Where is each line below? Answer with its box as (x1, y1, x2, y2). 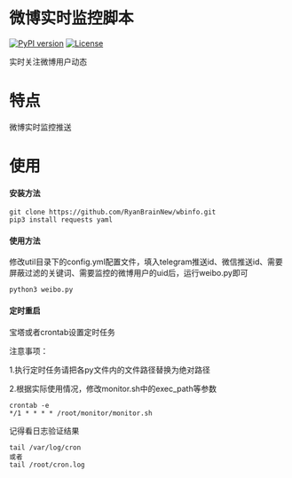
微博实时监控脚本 (9, 8, 135, 28)
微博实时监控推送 (9, 121, 72, 132)
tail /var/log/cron (9, 443, 82, 452)
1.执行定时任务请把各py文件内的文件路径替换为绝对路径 (9, 364, 210, 375)
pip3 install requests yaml (9, 215, 114, 224)
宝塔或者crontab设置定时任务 (9, 326, 115, 337)
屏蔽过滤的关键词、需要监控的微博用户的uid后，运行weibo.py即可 (9, 268, 249, 278)
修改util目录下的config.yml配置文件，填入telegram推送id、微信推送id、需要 (9, 256, 284, 267)
